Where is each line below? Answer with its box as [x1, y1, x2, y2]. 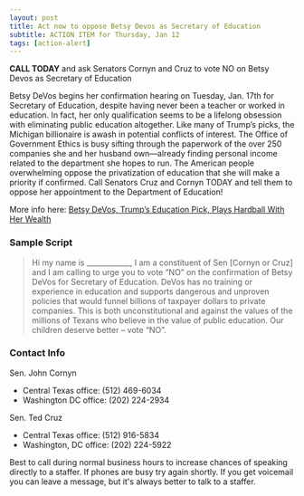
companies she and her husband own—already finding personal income [9, 148, 278, 159]
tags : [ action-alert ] [9, 38, 91, 48]
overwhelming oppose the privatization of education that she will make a [9, 167, 280, 178]
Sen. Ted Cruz [9, 412, 63, 423]
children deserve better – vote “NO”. [31, 324, 167, 335]
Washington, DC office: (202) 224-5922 [22, 439, 172, 450]
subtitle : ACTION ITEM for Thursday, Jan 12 [9, 30, 180, 39]
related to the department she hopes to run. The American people [9, 157, 255, 168]
